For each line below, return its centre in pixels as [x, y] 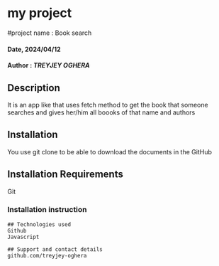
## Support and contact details [55, 249]
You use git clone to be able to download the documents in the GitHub [110, 151]
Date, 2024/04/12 [34, 49]
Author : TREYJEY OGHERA [49, 65]
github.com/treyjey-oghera [47, 255]
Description [34, 88]
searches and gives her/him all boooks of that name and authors [101, 112]
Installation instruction [47, 210]
